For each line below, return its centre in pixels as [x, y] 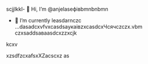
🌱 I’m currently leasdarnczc [48, 20]
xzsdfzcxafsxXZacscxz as [38, 55]
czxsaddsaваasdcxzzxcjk [46, 33]
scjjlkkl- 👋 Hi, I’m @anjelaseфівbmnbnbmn [57, 9]
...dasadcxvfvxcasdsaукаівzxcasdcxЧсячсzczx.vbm [78, 27]
